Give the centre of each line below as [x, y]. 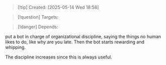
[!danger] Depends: [38, 27]
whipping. [16, 47]
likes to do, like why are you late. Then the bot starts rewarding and [75, 42]
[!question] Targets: [38, 17]
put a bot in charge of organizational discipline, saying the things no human [83, 37]
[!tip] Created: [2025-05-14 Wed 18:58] [58, 7]
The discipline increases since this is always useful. [59, 57]
